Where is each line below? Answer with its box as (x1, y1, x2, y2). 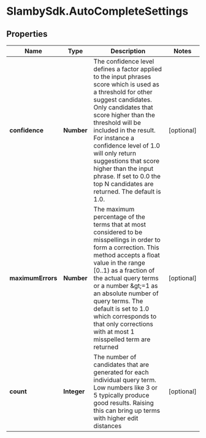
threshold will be (93, 118, 141, 127)
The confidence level (93, 57, 154, 66)
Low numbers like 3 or (93, 383, 158, 391)
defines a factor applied (93, 65, 162, 73)
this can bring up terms (93, 406, 161, 415)
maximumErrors (9, 274, 58, 282)
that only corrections (93, 320, 153, 328)
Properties (6, 29, 48, 39)
